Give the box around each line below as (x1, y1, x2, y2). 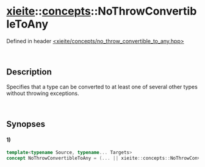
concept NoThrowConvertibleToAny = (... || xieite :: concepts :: (6, 155, 171, 162)
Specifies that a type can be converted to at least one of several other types (6, 83, 198, 90)
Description (6, 67, 52, 77)
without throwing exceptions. (6, 90, 79, 97)
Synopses (6, 119, 46, 129)
